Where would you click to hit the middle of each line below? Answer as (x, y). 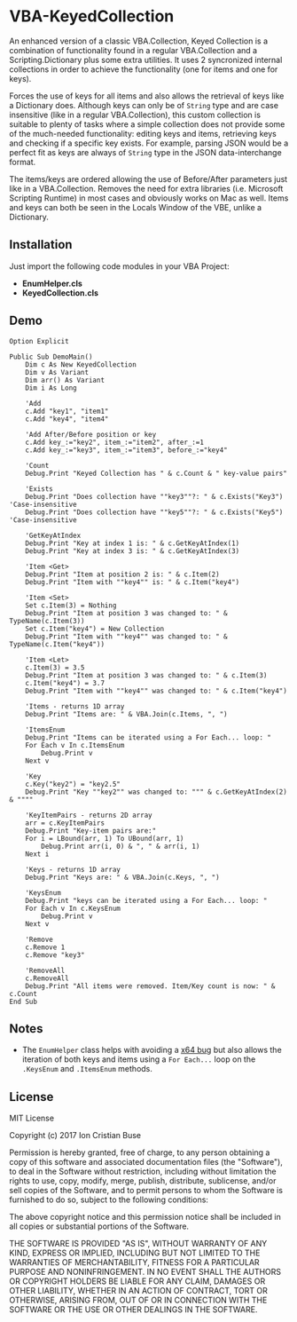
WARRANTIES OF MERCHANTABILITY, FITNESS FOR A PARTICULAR (134, 1263)
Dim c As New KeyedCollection (81, 364)
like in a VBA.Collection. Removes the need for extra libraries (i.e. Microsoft (146, 188)
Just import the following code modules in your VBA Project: (119, 266)
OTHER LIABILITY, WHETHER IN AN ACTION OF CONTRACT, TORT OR (138, 1291)
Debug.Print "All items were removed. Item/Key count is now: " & (150, 986)
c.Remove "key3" (55, 955)
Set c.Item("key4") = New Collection (95, 629)
